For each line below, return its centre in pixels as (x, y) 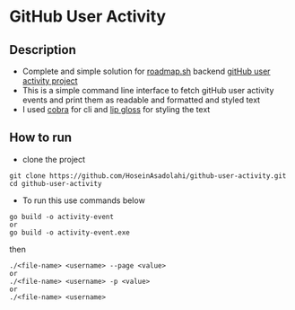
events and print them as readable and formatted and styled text (141, 100)
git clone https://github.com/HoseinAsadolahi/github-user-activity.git (148, 176)
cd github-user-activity (56, 183)
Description (43, 50)
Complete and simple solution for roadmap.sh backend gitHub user (146, 71)
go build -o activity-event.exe (69, 232)
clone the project (54, 159)
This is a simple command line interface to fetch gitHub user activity (148, 90)
